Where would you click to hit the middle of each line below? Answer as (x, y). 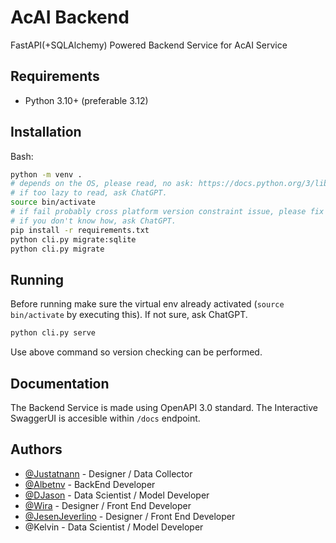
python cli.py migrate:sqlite (73, 239)
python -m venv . (46, 174)
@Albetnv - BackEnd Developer (90, 484)
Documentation (60, 383)
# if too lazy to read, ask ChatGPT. (89, 193)
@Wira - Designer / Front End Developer (108, 505)
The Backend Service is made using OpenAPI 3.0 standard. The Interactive (164, 407)
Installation (46, 132)
